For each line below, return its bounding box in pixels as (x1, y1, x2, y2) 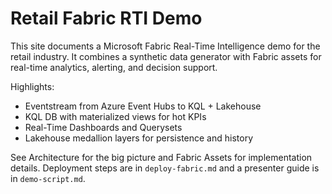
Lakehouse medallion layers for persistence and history (24, 132, 254, 144)
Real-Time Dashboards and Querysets (24, 121, 183, 133)
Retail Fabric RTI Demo (10, 7, 203, 30)
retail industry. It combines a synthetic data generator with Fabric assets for (10, 50, 322, 62)
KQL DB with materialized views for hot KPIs (24, 110, 207, 122)
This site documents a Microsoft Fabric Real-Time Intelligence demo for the (10, 40, 321, 52)
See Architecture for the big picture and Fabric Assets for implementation (10, 151, 313, 163)
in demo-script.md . (10, 172, 86, 184)
